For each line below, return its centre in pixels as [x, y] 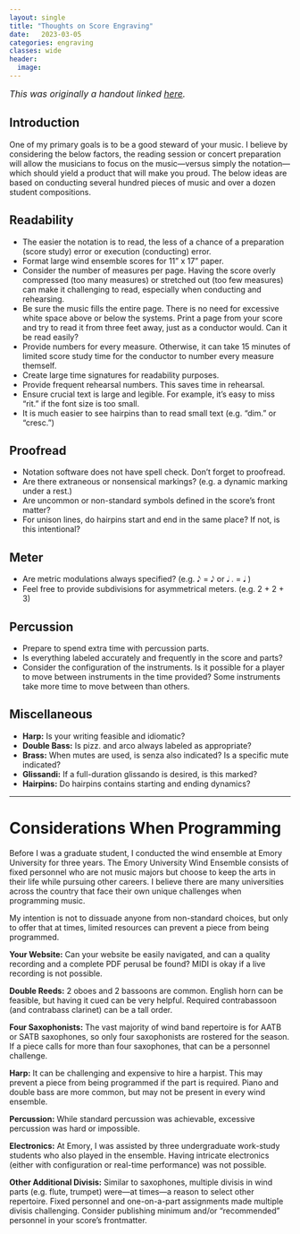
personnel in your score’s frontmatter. [78, 1220]
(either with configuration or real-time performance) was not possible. [138, 1164]
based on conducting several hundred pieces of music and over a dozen [142, 182]
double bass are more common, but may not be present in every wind [137, 1092]
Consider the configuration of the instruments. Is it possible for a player [154, 667]
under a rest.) [47, 491]
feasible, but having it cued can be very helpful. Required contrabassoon [143, 1000]
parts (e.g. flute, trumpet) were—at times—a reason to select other [132, 1191]
